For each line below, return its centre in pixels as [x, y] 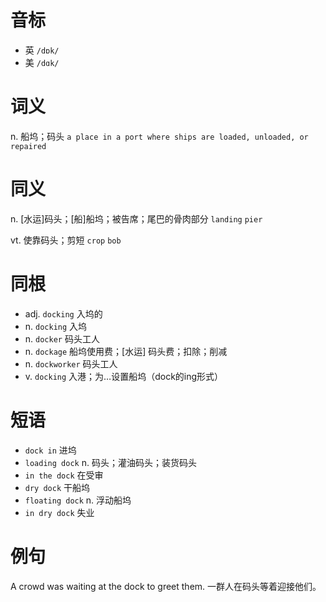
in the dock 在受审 [64, 475]
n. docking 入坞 [56, 326]
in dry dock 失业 [59, 512]
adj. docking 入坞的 [63, 313]
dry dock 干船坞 [57, 487]
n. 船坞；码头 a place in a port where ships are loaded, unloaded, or [159, 136]
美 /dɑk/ [42, 62]
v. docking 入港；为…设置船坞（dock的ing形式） [124, 376]
